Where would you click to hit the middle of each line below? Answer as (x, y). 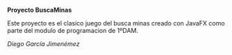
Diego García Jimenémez (43, 44)
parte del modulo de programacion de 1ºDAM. (73, 31)
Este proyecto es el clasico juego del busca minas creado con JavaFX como (116, 23)
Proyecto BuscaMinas (40, 10)
